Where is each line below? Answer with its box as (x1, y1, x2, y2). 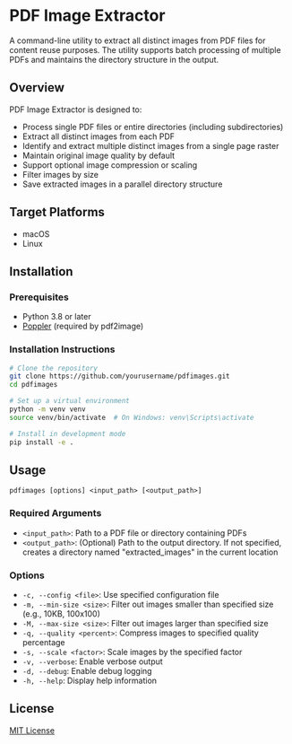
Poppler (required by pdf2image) (21, 320, 144, 332)
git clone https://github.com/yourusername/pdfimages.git (9, 372, 230, 381)
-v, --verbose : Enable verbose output (21, 656, 163, 667)
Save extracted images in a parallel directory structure (21, 179, 223, 189)
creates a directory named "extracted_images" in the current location (21, 547, 279, 557)
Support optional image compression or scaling (21, 159, 198, 171)
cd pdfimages (9, 381, 58, 390)
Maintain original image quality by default (21, 150, 176, 161)
